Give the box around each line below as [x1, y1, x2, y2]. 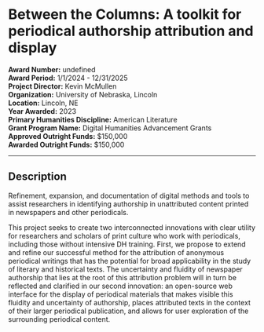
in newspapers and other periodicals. [8, 207, 129, 217]
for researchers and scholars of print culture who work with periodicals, [8, 231, 241, 240]
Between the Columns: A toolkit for [8, 5, 242, 24]
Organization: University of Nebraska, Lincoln [8, 89, 158, 99]
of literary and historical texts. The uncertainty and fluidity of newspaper [8, 265, 244, 274]
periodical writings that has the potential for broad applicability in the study [8, 256, 251, 265]
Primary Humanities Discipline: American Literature [8, 115, 178, 124]
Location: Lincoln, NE [8, 98, 79, 108]
